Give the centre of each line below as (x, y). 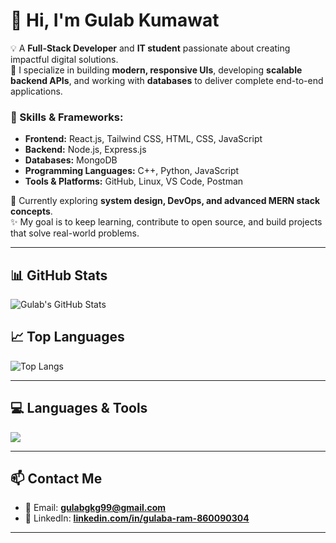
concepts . (31, 211)
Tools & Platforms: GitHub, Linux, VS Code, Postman (134, 181)
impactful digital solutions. (64, 59)
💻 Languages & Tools (79, 408)
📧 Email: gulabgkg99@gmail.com (95, 508)
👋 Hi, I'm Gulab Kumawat (115, 20)
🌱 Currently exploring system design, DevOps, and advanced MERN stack (165, 201)
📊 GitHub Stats (59, 275)
